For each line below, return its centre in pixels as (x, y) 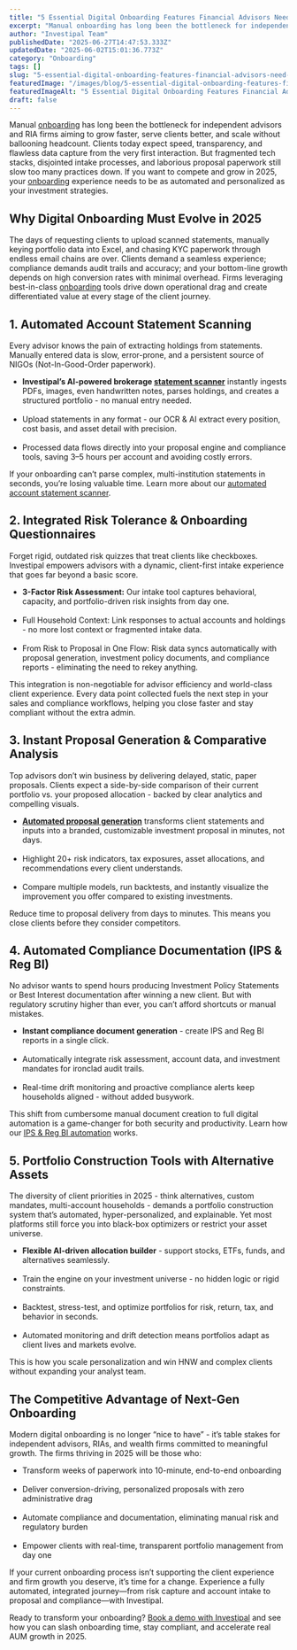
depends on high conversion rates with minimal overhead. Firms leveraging (146, 278)
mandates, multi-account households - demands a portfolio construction (141, 1205)
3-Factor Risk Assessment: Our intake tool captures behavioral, (139, 592)
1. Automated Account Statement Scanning (130, 324)
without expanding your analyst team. (78, 1371)
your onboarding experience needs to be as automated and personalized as (147, 182)
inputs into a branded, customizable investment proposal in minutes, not (153, 830)
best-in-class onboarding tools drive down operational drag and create (138, 287)
